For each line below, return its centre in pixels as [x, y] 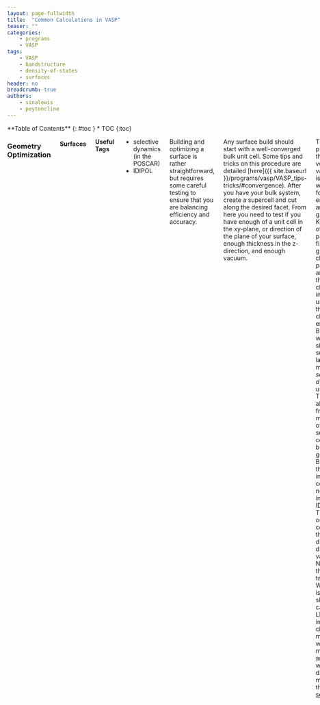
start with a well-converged [262, 149]
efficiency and [189, 214]
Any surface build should [258, 142]
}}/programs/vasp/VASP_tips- [265, 178]
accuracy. [183, 221]
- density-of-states [49, 70]
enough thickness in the [257, 243]
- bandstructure [43, 64]
